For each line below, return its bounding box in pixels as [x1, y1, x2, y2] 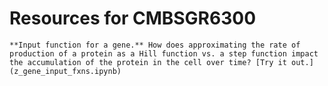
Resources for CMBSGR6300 [9, 7, 257, 30]
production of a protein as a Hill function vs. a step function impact [9, 48, 319, 59]
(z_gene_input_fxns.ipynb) [9, 66, 122, 76]
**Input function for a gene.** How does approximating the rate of [9, 40, 301, 50]
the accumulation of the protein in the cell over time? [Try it [9, 57, 287, 67]
